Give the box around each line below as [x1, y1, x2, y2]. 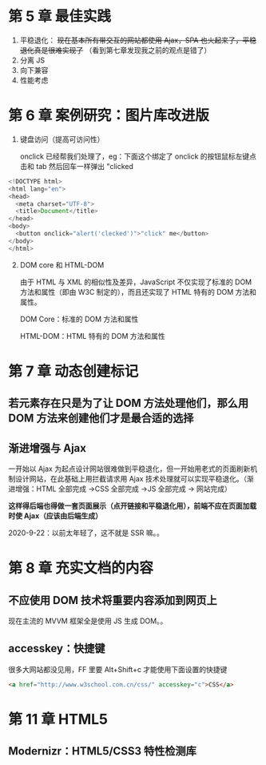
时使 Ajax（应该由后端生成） [8, 511, 102, 521]
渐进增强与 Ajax [8, 441, 86, 455]
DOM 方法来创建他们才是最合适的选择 [8, 412, 194, 425]
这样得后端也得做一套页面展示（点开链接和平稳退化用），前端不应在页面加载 [8, 501, 257, 511]
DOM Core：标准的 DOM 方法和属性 [19, 314, 139, 324]
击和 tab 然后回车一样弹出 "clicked [19, 161, 134, 171]
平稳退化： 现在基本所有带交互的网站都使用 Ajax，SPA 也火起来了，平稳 [19, 35, 257, 45]
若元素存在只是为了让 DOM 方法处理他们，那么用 [8, 397, 249, 410]
